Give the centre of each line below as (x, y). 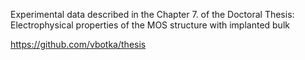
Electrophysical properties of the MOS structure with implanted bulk (150, 25)
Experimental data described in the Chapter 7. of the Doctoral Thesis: (152, 14)
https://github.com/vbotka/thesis (78, 44)
